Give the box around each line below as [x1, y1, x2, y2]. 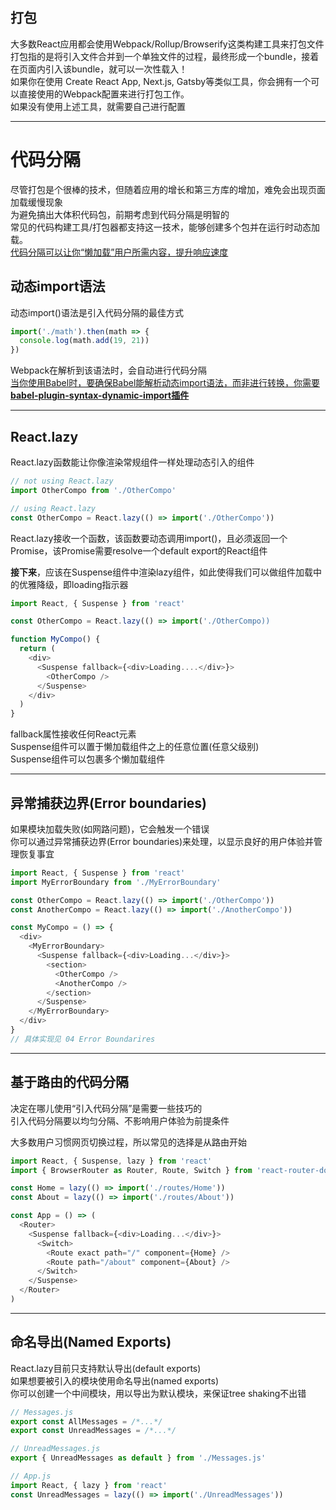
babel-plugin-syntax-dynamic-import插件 [10, 389, 190, 402]
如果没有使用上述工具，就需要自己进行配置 [10, 100, 186, 112]
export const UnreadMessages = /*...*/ [10, 1426, 177, 1436]
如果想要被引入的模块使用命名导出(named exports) [10, 1374, 220, 1387]
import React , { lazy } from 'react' [10, 1480, 168, 1490]
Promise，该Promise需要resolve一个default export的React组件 [10, 544, 268, 557]
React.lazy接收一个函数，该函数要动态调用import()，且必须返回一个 [10, 532, 288, 544]
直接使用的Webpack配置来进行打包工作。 [18, 88, 190, 100]
